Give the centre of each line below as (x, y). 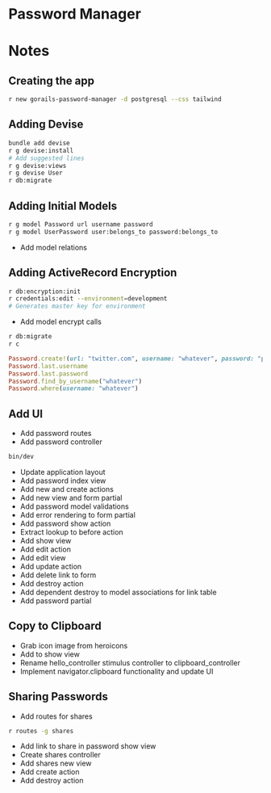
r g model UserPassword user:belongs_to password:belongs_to (113, 232)
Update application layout (63, 472)
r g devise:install (41, 150)
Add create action (50, 772)
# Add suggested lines (46, 158)
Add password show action (65, 523)
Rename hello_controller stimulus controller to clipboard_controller (130, 662)
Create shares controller (60, 755)
